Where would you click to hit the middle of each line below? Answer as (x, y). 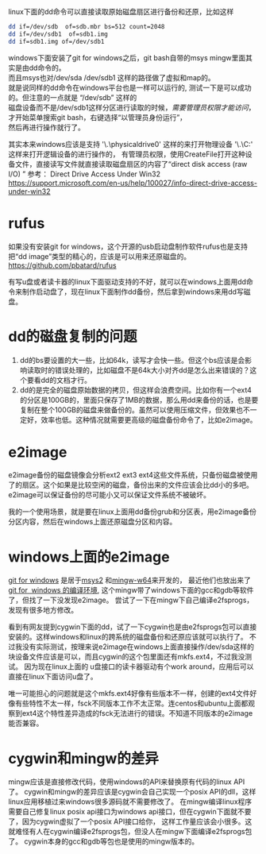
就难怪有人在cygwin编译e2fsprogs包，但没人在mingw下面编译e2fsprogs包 (130, 832)
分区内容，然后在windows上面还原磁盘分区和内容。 (93, 522)
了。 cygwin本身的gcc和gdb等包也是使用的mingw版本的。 (104, 841)
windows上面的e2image (89, 556)
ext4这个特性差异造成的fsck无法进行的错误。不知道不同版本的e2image (137, 713)
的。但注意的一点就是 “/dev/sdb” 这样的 (73, 97)
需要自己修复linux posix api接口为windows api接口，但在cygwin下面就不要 (130, 812)
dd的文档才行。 (66, 380)
